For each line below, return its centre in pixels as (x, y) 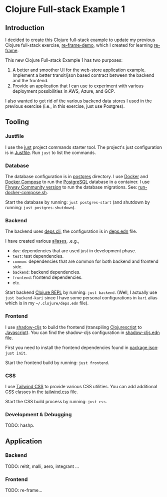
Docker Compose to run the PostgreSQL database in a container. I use (77, 182)
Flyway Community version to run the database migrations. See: (71, 187)
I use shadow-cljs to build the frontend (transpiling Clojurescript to (73, 327)
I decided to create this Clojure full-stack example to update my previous (80, 40)
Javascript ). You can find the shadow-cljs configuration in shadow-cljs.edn (82, 333)
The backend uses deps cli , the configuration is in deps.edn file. (71, 231)
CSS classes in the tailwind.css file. (42, 392)
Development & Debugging (38, 414)
